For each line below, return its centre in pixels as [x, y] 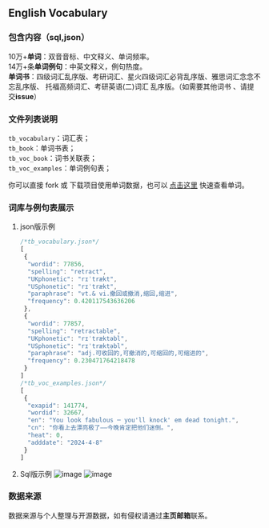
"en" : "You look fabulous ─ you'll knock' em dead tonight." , [133, 420]
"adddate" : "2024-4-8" [65, 442]
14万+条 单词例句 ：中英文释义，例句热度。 [78, 66]
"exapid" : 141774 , [58, 406]
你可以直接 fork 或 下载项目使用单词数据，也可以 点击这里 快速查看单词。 [129, 185]
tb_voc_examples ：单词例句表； [60, 168]
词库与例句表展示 [41, 207]
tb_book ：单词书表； [42, 148]
